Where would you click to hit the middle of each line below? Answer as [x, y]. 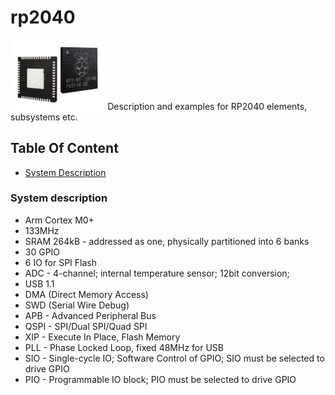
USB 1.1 [39, 283]
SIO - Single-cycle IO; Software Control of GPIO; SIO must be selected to [174, 358]
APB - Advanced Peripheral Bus [90, 315]
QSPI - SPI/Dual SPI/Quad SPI [86, 326]
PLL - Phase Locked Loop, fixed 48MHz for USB [124, 347]
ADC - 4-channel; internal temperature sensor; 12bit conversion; [157, 273]
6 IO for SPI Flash [60, 262]
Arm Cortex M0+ [59, 220]
